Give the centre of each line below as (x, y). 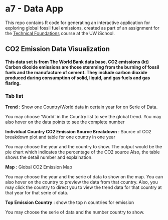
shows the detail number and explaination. (49, 157)
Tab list (14, 96)
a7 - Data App (34, 9)
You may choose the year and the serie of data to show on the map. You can (84, 177)
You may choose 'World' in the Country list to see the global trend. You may (83, 117)
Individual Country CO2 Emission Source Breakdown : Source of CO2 (78, 132)
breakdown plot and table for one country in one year (60, 137)
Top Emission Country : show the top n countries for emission (70, 202)
